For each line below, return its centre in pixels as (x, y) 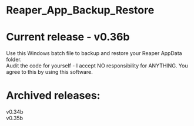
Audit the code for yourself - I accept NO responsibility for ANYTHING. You (97, 66)
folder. (14, 60)
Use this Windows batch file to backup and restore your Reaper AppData (94, 53)
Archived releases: (53, 96)
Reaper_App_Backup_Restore (80, 10)
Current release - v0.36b (68, 37)
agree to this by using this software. (49, 72)
